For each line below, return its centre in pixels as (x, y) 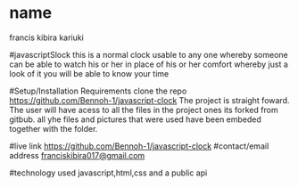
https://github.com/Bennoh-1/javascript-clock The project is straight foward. (149, 100)
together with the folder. (54, 128)
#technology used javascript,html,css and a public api (108, 173)
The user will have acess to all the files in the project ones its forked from (144, 110)
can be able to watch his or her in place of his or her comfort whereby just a (149, 64)
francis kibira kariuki (47, 37)
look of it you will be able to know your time (89, 73)
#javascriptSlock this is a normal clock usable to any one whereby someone (149, 54)
